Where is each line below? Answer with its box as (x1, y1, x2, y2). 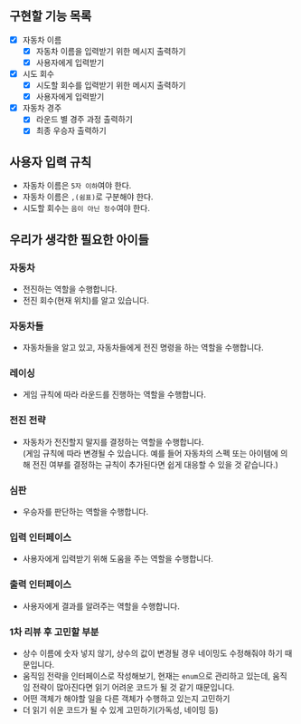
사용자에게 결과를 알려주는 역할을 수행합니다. (22, 601, 181, 612)
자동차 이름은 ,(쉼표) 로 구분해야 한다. (22, 191, 154, 202)
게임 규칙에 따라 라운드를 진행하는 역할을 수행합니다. (22, 389, 206, 401)
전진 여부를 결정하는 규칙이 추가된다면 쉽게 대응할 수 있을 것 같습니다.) (32, 459, 278, 469)
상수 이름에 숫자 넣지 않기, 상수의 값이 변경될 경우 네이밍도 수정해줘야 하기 (22, 647, 283, 659)
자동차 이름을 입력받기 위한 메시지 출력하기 (35, 45, 186, 56)
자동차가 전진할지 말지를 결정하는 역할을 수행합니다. (22, 436, 204, 447)
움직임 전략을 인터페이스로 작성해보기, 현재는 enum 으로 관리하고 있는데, (22, 670, 271, 681)
